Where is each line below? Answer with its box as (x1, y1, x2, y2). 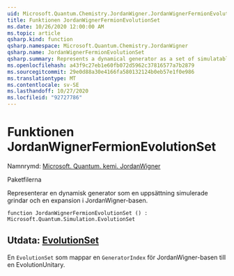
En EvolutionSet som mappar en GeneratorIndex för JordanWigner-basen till (7, 253, 226, 261)
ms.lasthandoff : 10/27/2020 (7, 88, 89, 95)
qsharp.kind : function (7, 36, 73, 43)
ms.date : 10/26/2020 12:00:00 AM (7, 23, 104, 30)
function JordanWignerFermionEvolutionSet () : (7, 209, 148, 216)
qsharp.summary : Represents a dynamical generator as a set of (7, 56, 195, 63)
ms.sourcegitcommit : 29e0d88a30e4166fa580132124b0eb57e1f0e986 (7, 68, 195, 75)
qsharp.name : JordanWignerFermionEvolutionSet (7, 49, 145, 56)
